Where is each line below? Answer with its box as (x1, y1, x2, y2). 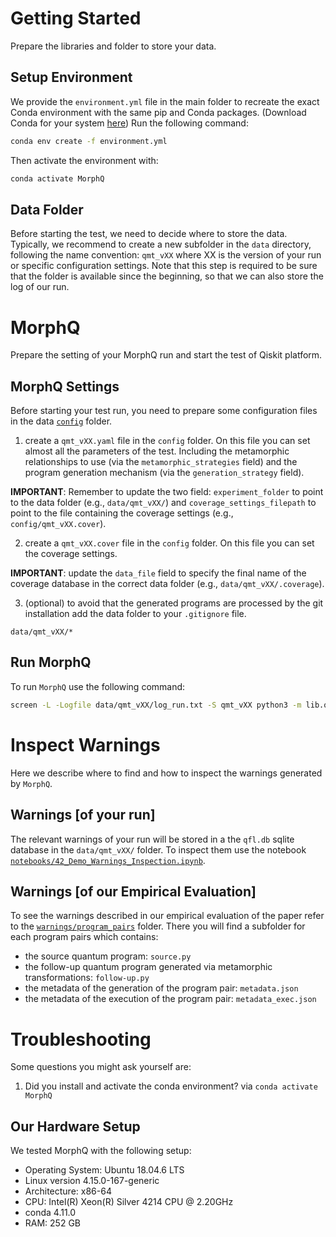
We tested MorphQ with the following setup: (10, 1145, 192, 1157)
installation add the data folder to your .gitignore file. (24, 608, 247, 620)
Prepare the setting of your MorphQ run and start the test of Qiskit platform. (10, 349, 323, 361)
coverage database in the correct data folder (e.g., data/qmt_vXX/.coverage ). (10, 578, 325, 590)
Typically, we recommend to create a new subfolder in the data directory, (10, 238, 312, 251)
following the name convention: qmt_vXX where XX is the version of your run (10, 249, 322, 261)
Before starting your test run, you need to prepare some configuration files (10, 405, 318, 417)
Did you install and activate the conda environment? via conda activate (24, 1080, 318, 1092)
